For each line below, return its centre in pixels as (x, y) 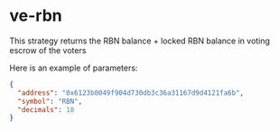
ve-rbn (36, 16)
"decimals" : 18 (46, 109)
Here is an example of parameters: (74, 68)
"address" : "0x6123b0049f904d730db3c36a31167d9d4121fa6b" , (131, 93)
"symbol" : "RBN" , (50, 101)
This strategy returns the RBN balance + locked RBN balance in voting (140, 41)
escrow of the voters (48, 50)
